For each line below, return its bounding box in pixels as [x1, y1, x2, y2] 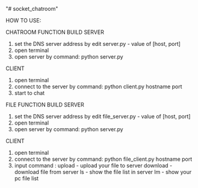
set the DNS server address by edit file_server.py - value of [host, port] [14, 113, 191, 120]
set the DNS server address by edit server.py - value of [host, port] [14, 41, 181, 47]
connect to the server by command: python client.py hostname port [14, 83, 182, 90]
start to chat [14, 89, 45, 96]
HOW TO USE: [5, 17, 42, 24]
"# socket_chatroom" [5, 5, 58, 12]
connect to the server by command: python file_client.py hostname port [14, 155, 193, 163]
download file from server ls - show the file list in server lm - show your [14, 169, 192, 175]
